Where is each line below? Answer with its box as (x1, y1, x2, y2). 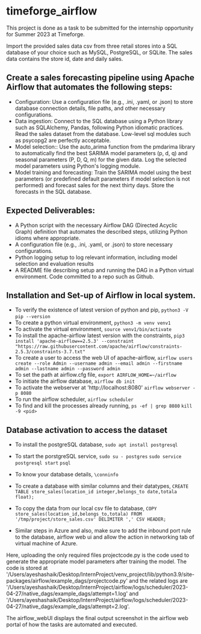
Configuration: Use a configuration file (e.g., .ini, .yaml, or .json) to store (14, 98, 193, 105)
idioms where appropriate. (14, 234, 81, 242)
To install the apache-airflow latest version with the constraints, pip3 (14, 332, 185, 339)
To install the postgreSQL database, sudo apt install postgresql (14, 441, 178, 448)
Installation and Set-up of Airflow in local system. (6, 290, 196, 300)
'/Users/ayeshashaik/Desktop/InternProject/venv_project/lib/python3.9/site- (6, 571, 194, 578)
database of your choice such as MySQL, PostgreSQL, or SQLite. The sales (6, 48, 193, 56)
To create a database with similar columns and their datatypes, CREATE (14, 482, 189, 490)
